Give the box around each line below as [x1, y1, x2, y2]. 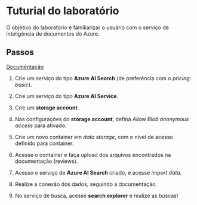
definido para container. [14, 140, 74, 147]
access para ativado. [14, 122, 67, 129]
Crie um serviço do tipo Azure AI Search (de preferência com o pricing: [14, 74, 192, 81]
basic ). [14, 81, 32, 88]
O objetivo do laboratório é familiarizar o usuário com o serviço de [6, 24, 169, 31]
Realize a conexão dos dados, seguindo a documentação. [14, 180, 158, 188]
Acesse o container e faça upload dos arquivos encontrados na [14, 151, 171, 158]
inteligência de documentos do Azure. [6, 30, 100, 37]
